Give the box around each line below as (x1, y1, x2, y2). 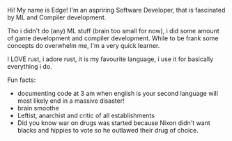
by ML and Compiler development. (7, 13, 107, 22)
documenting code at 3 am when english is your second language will (17, 90, 218, 97)
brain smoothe (17, 104, 59, 112)
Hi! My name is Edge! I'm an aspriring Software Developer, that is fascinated (7, 6, 226, 14)
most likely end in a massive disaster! (17, 97, 125, 105)
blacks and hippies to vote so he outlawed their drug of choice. (17, 126, 199, 134)
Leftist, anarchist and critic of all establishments (17, 111, 155, 119)
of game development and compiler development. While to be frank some (7, 34, 219, 42)
